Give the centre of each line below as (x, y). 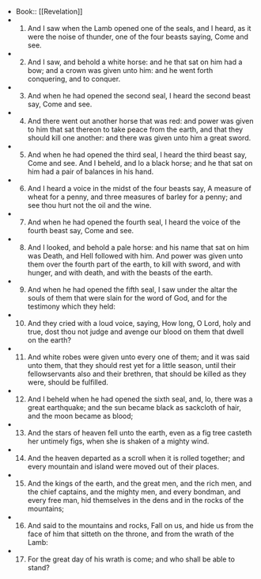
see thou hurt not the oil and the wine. (89, 205)
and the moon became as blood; (80, 416)
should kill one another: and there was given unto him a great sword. (139, 138)
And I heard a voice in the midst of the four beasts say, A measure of (139, 188)
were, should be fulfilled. (68, 382)
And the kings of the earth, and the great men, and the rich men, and (139, 483)
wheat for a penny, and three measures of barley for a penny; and (135, 197)
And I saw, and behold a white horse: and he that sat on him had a (135, 62)
